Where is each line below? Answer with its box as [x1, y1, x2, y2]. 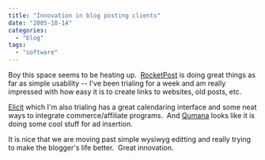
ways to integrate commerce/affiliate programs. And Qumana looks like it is [8, 111, 256, 120]
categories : [8, 26, 47, 34]
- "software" [15, 48, 59, 56]
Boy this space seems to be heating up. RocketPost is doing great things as [8, 70, 256, 79]
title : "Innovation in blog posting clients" [8, 11, 161, 20]
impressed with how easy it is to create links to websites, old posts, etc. [8, 87, 242, 96]
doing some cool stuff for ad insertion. [8, 120, 133, 128]
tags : [8, 41, 26, 49]
